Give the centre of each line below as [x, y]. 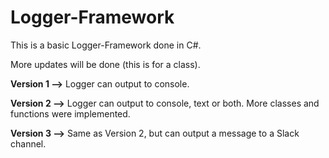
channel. [28, 143]
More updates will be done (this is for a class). [105, 64]
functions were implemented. [70, 113]
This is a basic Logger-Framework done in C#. [106, 45]
